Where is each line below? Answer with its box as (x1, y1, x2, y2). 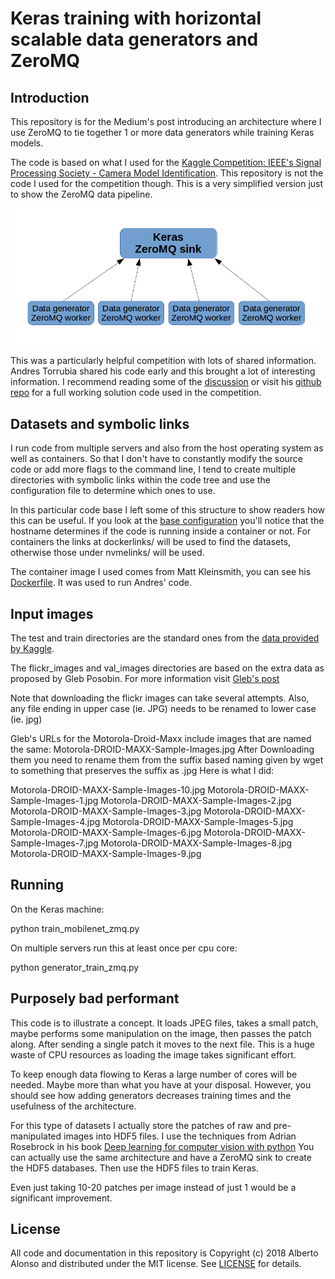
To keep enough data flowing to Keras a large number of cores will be (10, 1068, 298, 1080)
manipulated (10, 1130, 62, 1142)
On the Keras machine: (10, 903, 105, 915)
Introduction (10, 89, 90, 106)
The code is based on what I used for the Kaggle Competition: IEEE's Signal (10, 157, 322, 168)
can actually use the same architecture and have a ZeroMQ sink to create (10, 1151, 312, 1163)
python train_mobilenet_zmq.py (10, 922, 140, 934)
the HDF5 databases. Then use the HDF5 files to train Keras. (10, 1162, 259, 1174)
